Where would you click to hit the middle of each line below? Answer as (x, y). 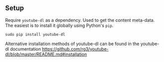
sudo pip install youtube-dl (35, 34)
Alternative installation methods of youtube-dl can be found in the (72, 44)
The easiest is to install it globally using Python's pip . (59, 25)
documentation (25, 49)
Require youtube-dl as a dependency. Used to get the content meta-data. (80, 20)
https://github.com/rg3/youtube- (75, 49)
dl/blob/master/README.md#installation (46, 54)
